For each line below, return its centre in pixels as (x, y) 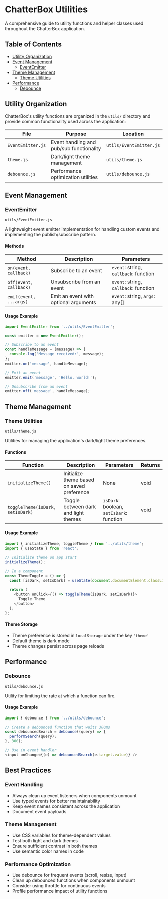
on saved (74, 486)
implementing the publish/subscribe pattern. (51, 235)
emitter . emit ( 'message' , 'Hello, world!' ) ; (51, 377)
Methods (15, 246)
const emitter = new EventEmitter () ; (44, 336)
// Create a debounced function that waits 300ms (58, 727)
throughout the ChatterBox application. (45, 28)
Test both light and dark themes (45, 840)
